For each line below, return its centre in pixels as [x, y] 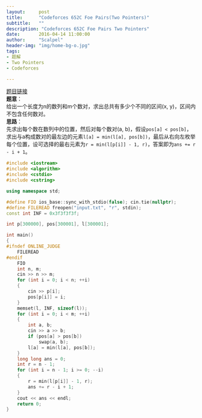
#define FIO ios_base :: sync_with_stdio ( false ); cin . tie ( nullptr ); [91, 202]
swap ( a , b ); [53, 342]
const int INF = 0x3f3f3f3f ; [43, 213]
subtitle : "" [25, 23]
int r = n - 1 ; [36, 364]
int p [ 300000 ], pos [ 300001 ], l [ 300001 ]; [58, 224]
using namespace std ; [33, 191]
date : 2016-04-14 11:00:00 [48, 34]
